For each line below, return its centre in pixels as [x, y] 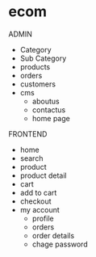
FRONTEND [28, 134]
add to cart [38, 192]
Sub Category [43, 58]
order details [53, 235]
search [31, 158]
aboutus [46, 101]
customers [38, 84]
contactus [49, 110]
